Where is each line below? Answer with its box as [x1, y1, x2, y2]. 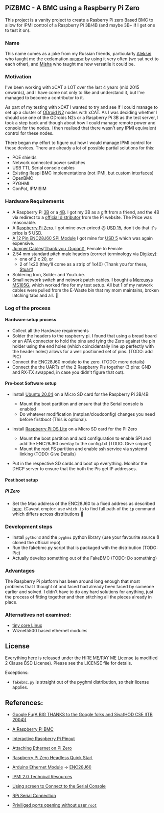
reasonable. [12, 219, 37, 225]
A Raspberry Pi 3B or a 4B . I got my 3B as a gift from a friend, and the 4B [12, 209, 160, 215]
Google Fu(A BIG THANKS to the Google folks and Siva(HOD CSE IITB [12, 712, 153, 717]
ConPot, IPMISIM [12, 186, 47, 191]
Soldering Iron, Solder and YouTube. [12, 271, 86, 277]
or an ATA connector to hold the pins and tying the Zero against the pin [12, 338, 156, 344]
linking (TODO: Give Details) [19, 451, 76, 457]
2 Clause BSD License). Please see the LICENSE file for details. [5, 660, 132, 666]
